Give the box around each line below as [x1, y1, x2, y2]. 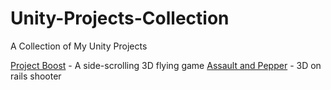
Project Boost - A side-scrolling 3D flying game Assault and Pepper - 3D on [10, 59, 322, 71]
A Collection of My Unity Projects [10, 40, 148, 52]
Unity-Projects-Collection [10, 7, 230, 30]
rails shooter [10, 70, 62, 82]
